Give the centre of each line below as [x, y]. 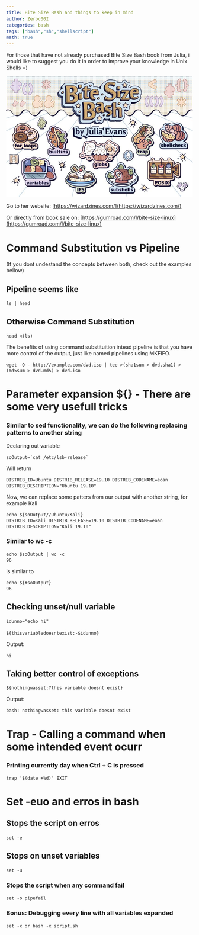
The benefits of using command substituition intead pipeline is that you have [99, 347]
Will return [19, 468]
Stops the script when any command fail [65, 885]
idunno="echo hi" [28, 621]
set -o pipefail [26, 898]
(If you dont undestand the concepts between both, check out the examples [99, 264]
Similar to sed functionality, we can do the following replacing [97, 425]
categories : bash [28, 25]
